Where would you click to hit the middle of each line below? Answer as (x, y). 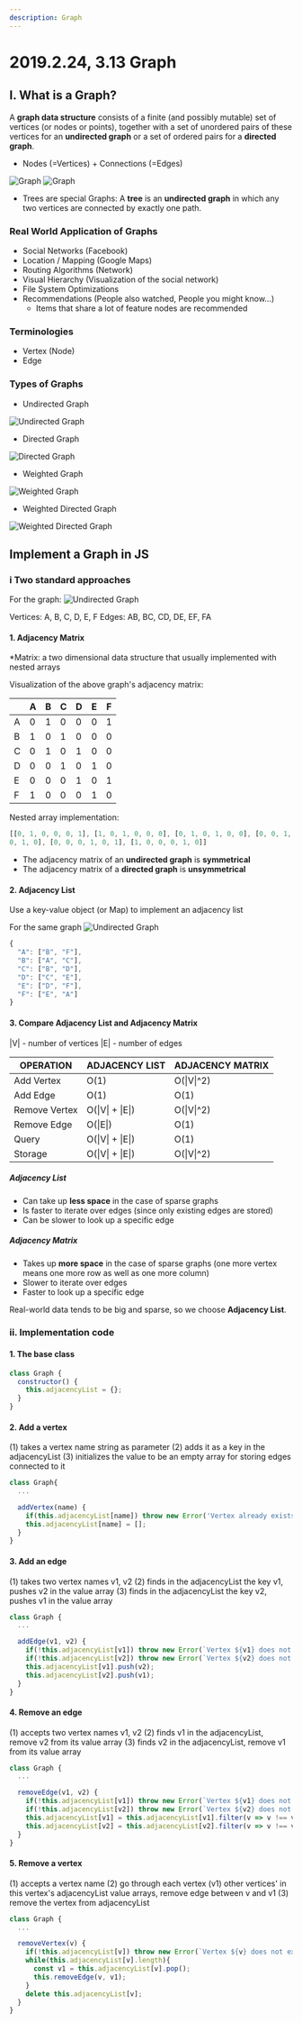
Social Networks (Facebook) (75, 251)
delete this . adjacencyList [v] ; (84, 1994)
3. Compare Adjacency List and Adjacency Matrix (103, 1023)
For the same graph (46, 927)
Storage (31, 1153)
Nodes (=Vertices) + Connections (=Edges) (102, 163)
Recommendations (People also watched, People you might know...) (148, 298)
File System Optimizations (71, 288)
